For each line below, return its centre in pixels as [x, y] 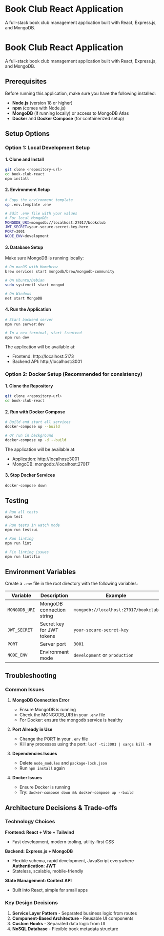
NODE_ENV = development [27, 236]
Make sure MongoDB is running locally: [44, 258]
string [47, 616]
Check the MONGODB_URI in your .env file [62, 715]
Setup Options [27, 134]
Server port [53, 644]
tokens [48, 636]
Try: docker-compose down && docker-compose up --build [76, 792]
